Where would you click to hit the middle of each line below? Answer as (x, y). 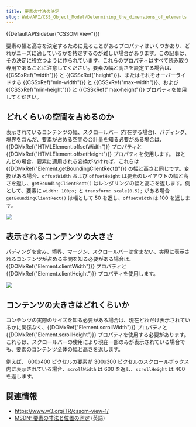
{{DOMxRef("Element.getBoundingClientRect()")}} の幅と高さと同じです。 (95, 169)
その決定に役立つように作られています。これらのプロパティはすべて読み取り (97, 60)
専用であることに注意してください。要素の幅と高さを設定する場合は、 (91, 67)
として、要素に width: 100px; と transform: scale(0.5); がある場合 (88, 191)
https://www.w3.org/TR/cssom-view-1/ (62, 411)
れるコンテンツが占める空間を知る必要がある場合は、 (70, 259)
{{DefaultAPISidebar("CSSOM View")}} (53, 33)
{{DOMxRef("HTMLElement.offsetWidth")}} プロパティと (74, 147)
